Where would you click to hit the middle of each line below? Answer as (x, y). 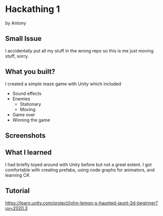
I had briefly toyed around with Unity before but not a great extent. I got (79, 164)
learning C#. (18, 175)
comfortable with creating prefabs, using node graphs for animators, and (80, 170)
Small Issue (23, 39)
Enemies (21, 99)
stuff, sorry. (17, 56)
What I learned (28, 152)
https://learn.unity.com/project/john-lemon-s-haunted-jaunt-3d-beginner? (81, 203)
